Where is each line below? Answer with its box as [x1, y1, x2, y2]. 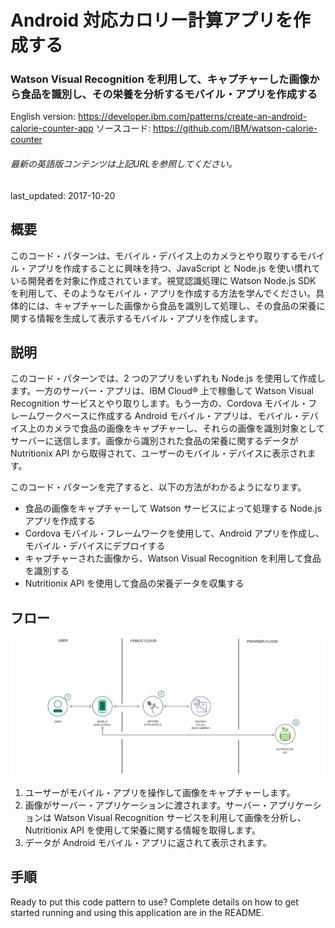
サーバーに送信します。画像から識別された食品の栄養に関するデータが [10, 435, 299, 447]
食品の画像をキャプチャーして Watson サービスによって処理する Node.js [24, 502, 322, 515]
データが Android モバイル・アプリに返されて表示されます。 [24, 836, 272, 848]
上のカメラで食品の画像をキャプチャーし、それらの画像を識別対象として [27, 422, 326, 435]
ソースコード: [95, 122, 152, 135]
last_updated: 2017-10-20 [10, 189, 116, 201]
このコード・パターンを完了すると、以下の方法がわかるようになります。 [10, 481, 307, 493]
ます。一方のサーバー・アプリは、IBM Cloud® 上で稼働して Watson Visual [10, 385, 314, 397]
